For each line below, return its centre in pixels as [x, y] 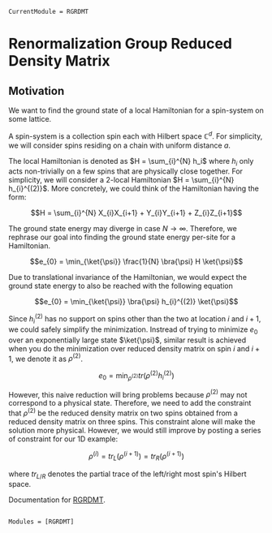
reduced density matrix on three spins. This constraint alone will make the [132, 422]
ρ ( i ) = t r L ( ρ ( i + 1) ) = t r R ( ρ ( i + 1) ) [136, 456]
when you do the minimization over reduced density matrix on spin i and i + [134, 348]
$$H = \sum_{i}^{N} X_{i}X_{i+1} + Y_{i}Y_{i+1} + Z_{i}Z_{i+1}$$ [136, 213]
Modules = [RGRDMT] [41, 522]
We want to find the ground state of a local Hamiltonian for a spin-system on [136, 110]
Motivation [37, 90]
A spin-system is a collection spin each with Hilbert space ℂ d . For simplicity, [136, 135]
